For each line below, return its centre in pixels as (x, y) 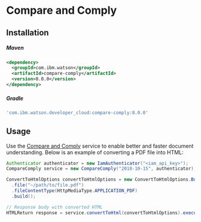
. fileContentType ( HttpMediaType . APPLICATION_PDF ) (74, 191)
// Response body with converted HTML (54, 207)
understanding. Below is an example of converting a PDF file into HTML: (95, 152)
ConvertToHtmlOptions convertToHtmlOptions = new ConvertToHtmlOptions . (99, 180)
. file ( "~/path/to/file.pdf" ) (48, 185)
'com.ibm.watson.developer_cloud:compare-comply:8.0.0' (77, 112)
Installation (28, 33)
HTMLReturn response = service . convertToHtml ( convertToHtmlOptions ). (95, 213)
